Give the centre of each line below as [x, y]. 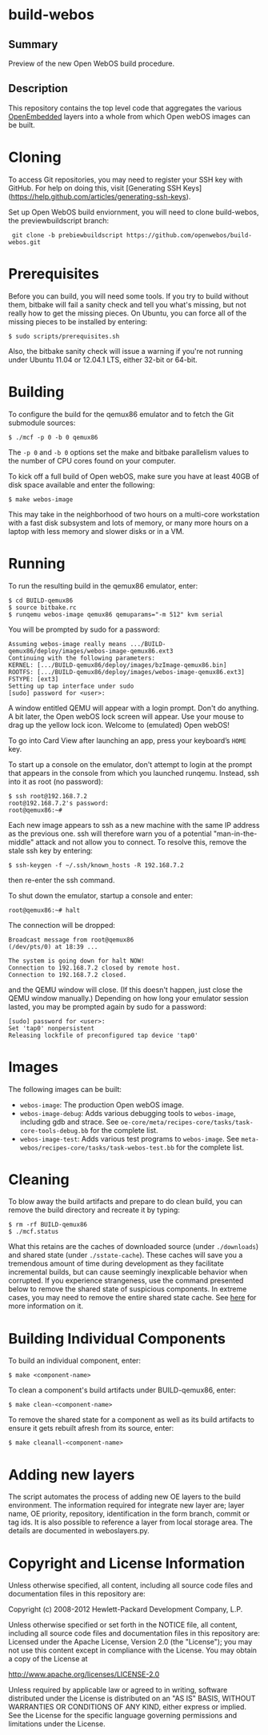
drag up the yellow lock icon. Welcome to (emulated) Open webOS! [119, 725]
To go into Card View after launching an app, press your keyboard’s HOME [127, 740]
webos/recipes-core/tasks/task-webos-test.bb [97, 1148]
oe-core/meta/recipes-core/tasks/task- [187, 1123]
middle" [21, 841]
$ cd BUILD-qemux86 [41, 600]
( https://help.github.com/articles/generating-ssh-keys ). [100, 196]
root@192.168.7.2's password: [59, 803]
